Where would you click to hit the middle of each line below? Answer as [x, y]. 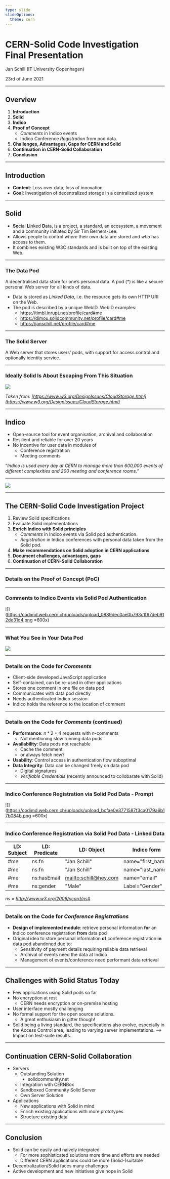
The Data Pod [22, 270]
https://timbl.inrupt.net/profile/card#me [61, 313]
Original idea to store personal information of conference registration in [87, 938]
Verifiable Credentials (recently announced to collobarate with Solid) [92, 776]
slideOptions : [20, 15]
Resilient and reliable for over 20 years [53, 440]
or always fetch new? [42, 754]
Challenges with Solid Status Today [62, 980]
